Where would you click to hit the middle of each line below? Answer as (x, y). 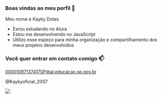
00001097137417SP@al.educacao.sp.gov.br (51, 72)
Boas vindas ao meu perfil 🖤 (40, 8)
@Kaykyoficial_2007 (27, 81)
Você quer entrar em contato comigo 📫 (55, 59)
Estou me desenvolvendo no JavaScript (54, 35)
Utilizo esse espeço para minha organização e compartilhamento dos (85, 40)
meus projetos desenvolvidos (43, 45)
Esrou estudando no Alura (40, 29)
